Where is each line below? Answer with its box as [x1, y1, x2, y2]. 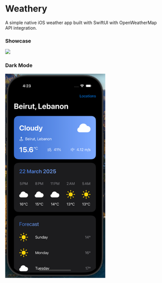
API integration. [5, 25, 37, 31]
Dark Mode [5, 62, 32, 69]
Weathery [5, 3, 47, 15]
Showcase [5, 37, 31, 44]
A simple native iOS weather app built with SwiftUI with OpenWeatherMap [5, 20, 157, 26]
